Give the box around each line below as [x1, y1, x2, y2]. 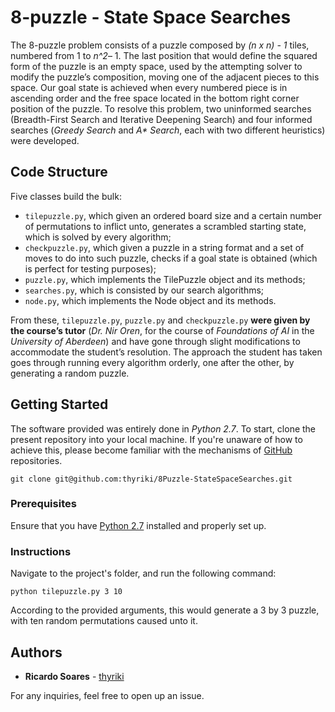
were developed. [10, 134, 80, 146]
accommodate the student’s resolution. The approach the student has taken [10, 346, 323, 358]
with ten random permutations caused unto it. [10, 615, 198, 627]
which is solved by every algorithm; [24, 231, 172, 243]
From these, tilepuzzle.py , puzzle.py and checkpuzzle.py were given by [10, 314, 311, 326]
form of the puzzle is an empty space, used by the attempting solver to [10, 60, 303, 72]
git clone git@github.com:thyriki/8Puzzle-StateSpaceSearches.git [10, 474, 293, 484]
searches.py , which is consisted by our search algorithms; [24, 284, 265, 296]
